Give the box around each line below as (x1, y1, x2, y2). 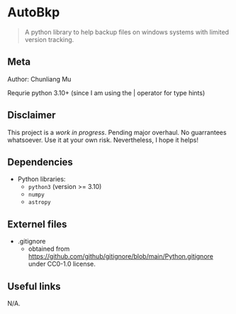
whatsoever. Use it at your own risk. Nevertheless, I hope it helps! (7, 136, 198, 144)
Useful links (7, 280, 62, 292)
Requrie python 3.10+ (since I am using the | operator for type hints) (7, 88, 206, 97)
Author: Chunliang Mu (7, 75, 72, 83)
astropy (28, 199, 51, 206)
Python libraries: (17, 175, 66, 183)
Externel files (7, 218, 67, 230)
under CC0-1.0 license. (28, 260, 96, 269)
